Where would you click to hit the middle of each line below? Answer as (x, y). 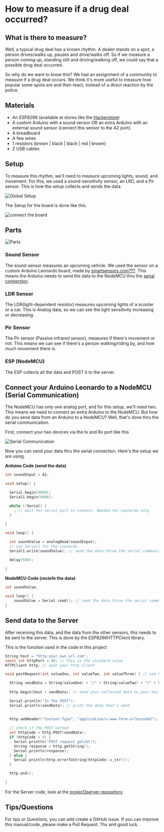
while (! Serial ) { (28, 506)
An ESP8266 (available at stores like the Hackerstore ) (66, 117)
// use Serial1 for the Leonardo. (44, 546)
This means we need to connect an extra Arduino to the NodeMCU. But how (81, 412)
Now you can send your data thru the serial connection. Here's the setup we (82, 451)
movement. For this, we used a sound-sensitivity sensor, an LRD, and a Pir (80, 181)
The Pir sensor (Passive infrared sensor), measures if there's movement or (80, 338)
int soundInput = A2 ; (27, 475)
